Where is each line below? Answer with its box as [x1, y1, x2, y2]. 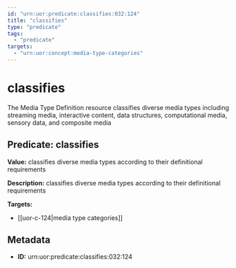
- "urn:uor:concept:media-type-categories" [13, 50, 143, 57]
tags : [7, 30, 23, 37]
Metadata [7, 234, 51, 246]
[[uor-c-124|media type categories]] [17, 213, 123, 222]
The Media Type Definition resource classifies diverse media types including [7, 103, 230, 111]
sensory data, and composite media [7, 118, 111, 127]
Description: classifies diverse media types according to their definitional [7, 178, 221, 187]
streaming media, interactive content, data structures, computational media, [7, 111, 228, 119]
